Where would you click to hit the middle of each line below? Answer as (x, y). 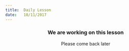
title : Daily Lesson (28, 10)
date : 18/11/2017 (26, 15)
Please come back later (86, 43)
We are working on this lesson (86, 33)
